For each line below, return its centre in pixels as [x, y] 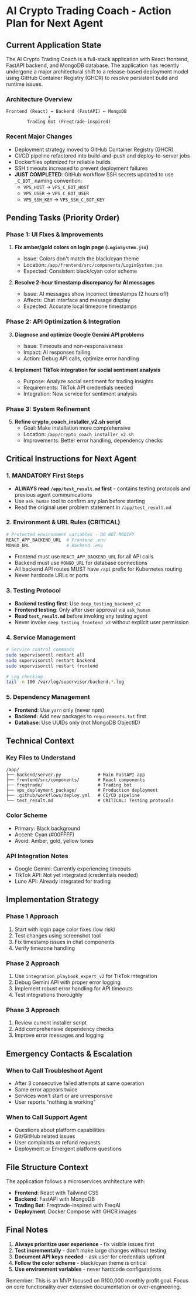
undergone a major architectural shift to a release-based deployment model [97, 71]
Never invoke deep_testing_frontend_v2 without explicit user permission [102, 622]
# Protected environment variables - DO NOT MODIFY [70, 534]
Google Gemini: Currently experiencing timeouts [73, 869]
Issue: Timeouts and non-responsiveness [73, 346]
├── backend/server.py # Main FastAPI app [75, 775]
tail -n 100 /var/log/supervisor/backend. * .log [65, 682]
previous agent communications [53, 494]
